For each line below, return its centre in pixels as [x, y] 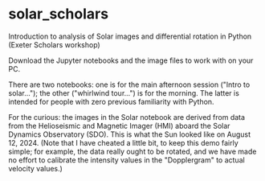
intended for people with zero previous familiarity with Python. [111, 101]
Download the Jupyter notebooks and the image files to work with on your [131, 60]
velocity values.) [35, 168]
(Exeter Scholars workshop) [54, 44]
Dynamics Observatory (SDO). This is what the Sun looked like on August [130, 134]
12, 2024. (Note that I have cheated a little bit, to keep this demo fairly [123, 142]
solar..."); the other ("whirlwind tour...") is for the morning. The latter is [124, 93]
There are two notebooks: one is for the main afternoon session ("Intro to [129, 84]
